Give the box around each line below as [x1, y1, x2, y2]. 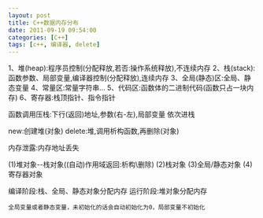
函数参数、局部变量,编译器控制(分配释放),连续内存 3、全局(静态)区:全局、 [8, 73, 245, 83]
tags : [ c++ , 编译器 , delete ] [8, 41, 101, 49]
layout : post [8, 11, 51, 20]
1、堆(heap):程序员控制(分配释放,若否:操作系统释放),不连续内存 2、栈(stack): [8, 64, 256, 73]
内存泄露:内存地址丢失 [8, 143, 80, 153]
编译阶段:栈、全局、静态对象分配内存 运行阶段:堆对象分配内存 [8, 187, 208, 196]
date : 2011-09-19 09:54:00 [8, 26, 97, 34]
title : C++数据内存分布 [8, 19, 79, 27]
